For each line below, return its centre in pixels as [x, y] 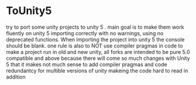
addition [16, 77]
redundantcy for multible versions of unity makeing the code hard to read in [97, 70]
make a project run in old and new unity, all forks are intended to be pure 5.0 [98, 52]
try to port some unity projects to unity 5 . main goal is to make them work [95, 27]
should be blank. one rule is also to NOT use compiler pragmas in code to [94, 46]
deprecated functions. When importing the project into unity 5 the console [95, 39]
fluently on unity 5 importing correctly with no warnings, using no [85, 33]
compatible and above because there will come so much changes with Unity [98, 58]
